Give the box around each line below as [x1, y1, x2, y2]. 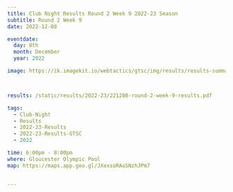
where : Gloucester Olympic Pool [7, 155, 101, 163]
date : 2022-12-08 [7, 23, 58, 30]
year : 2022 [13, 55, 45, 62]
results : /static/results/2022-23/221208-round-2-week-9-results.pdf [7, 91, 213, 99]
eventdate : [7, 35, 39, 42]
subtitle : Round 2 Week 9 [7, 17, 82, 24]
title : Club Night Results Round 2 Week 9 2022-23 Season [7, 10, 178, 17]
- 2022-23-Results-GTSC [13, 130, 82, 137]
